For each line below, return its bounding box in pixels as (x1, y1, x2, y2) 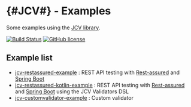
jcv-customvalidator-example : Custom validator (14, 94, 134, 101)
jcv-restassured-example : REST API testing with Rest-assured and (14, 69, 180, 76)
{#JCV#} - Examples (6, 4, 111, 18)
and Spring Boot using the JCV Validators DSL (14, 88, 129, 95)
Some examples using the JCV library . (6, 24, 101, 31)
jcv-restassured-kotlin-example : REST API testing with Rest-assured (14, 81, 185, 88)
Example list (6, 53, 53, 63)
